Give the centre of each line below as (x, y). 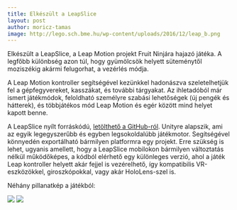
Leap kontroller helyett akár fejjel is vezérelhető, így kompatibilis (101, 165)
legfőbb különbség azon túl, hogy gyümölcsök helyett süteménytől (105, 62)
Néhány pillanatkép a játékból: (51, 186)
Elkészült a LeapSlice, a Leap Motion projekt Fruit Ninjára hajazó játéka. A (115, 54)
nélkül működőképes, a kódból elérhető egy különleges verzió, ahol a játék (116, 157)
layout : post (27, 21)
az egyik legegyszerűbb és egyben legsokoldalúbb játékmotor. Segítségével (119, 134)
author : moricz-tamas (39, 27)
